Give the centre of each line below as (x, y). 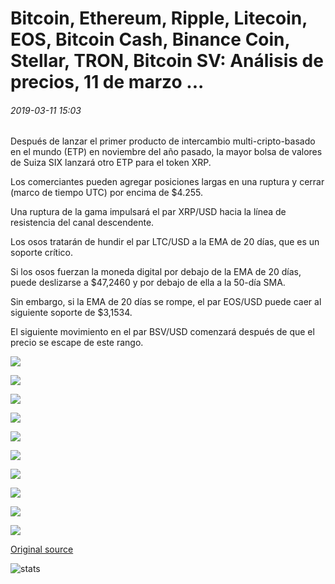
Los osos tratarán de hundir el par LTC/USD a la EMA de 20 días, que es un (165, 242)
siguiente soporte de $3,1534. (71, 313)
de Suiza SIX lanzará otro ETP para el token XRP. (111, 163)
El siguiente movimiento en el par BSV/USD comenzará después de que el (162, 332)
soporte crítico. (41, 253)
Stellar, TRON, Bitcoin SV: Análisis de (167, 61)
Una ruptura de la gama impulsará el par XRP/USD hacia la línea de (148, 212)
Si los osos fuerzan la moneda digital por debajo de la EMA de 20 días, (156, 272)
